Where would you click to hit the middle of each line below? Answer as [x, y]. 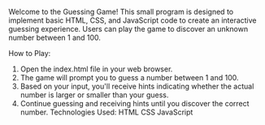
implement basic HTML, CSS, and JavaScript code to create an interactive [133, 20]
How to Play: [30, 53]
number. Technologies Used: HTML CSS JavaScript [106, 112]
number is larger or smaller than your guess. [94, 95]
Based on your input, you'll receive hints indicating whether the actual [137, 86]
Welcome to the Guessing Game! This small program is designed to [121, 12]
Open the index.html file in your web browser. [96, 69]
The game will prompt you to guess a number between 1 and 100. [129, 78]
